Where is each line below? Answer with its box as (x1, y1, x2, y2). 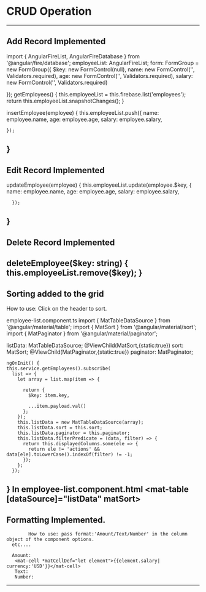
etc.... (12, 542, 32, 548)
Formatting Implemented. (6, 515, 106, 525)
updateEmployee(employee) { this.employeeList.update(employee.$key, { (6, 181, 192, 189)
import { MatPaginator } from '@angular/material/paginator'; (6, 330, 158, 337)
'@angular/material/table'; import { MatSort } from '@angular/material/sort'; (6, 323, 197, 330)
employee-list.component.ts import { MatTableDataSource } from (6, 316, 170, 324)
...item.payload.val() (28, 403, 86, 409)
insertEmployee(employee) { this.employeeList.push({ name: (6, 109, 159, 116)
